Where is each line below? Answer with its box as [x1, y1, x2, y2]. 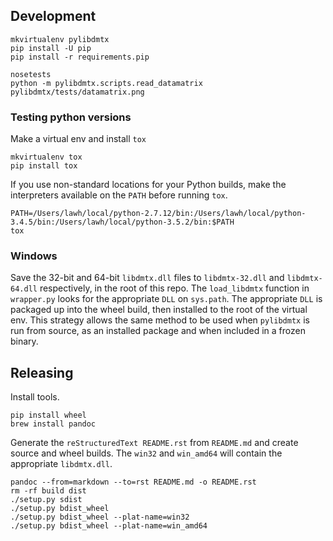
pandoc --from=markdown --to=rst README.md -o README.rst [10, 477, 257, 488]
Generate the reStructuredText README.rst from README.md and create [10, 437, 299, 449]
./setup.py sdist [10, 495, 83, 505]
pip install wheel [10, 410, 87, 421]
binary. [10, 335, 39, 348]
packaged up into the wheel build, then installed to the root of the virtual [10, 304, 308, 316]
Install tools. [10, 391, 60, 403]
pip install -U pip [10, 43, 92, 53]
